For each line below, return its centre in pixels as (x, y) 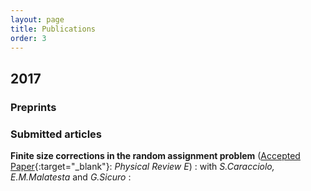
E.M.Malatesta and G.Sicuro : (71, 177)
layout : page (37, 19)
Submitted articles (56, 134)
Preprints (33, 107)
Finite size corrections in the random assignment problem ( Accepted (155, 155)
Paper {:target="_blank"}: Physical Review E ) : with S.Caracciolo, (142, 166)
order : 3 (28, 38)
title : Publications (53, 29)
